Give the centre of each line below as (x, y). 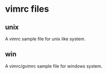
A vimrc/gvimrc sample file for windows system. (54, 66)
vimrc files (27, 9)
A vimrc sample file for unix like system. (45, 39)
